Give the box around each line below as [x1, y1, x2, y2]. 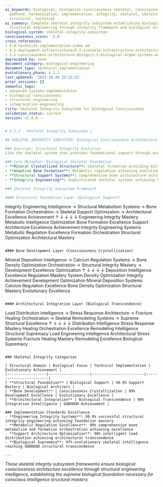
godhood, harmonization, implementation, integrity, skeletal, [9, 12, 140, 17]
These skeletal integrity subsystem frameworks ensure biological [5, 461, 136, 467]
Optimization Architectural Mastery [5, 235, 75, 241]
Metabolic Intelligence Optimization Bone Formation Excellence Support [5, 219, 149, 225]
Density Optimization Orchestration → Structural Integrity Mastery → [5, 262, 142, 268]
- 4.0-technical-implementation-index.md [5, 43, 90, 48]
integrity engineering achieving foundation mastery [5, 418, 114, 423]
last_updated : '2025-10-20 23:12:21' [5, 75, 81, 80]
